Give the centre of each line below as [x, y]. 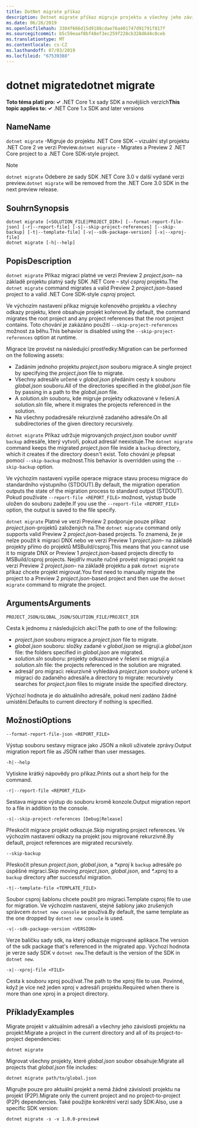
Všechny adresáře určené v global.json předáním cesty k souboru [95, 379]
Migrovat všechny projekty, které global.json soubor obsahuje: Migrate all [95, 1061]
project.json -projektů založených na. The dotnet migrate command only [94, 528]
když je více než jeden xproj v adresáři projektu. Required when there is [93, 987]
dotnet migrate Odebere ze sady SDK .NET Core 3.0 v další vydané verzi [95, 177]
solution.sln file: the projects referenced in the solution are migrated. [98, 665]
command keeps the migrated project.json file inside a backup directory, [93, 448]
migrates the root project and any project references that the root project [95, 318]
